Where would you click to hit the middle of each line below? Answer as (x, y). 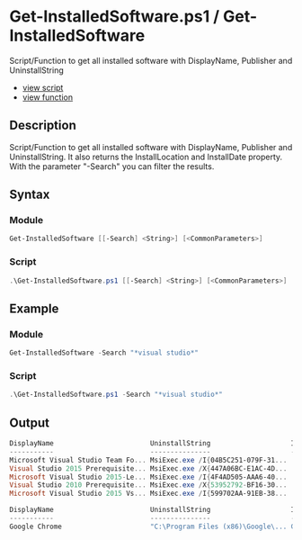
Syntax (30, 195)
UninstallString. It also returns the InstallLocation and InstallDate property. (146, 157)
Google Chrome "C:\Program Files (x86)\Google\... (148, 526)
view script (43, 87)
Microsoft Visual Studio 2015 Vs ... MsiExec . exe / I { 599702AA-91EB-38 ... (148, 494)
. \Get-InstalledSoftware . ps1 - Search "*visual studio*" (116, 395)
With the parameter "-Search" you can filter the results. (112, 166)
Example (34, 308)
